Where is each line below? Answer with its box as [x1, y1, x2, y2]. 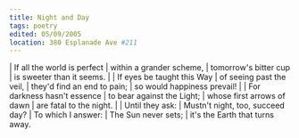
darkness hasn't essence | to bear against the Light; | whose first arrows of [9, 91, 286, 101]
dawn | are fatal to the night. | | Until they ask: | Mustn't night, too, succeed [9, 100, 286, 111]
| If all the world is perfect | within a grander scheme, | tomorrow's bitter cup [9, 62, 291, 73]
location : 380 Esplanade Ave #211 [9, 37, 138, 47]
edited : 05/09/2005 [9, 29, 82, 38]
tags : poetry [9, 21, 58, 30]
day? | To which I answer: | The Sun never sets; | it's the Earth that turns [9, 110, 275, 120]
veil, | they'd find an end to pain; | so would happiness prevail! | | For [9, 81, 262, 92]
